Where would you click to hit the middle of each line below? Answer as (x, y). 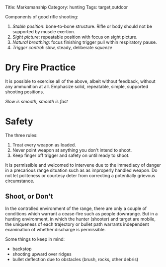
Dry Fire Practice (41, 68)
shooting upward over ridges (42, 254)
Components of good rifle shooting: (42, 17)
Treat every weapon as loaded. (44, 145)
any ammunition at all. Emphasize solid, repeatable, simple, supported (77, 86)
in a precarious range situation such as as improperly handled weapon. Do (81, 170)
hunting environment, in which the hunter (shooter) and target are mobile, (80, 219)
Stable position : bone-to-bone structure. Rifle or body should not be (82, 26)
